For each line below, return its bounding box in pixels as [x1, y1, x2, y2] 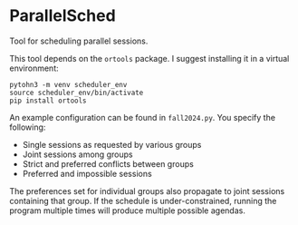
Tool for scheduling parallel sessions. [9, 35, 149, 46]
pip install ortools [9, 96, 88, 105]
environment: [9, 63, 59, 73]
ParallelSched [9, 5, 116, 26]
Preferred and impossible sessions [22, 168, 152, 179]
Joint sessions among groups [22, 149, 133, 160]
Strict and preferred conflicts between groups [22, 158, 195, 169]
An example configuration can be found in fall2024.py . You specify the [9, 112, 276, 122]
